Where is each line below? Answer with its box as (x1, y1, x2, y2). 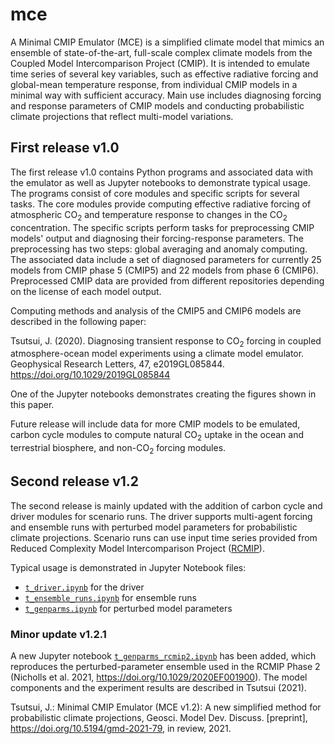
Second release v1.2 (10, 473, 140, 490)
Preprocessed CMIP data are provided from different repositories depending (10, 274, 325, 287)
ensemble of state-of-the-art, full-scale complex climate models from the (10, 46, 313, 58)
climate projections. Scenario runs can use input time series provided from (10, 531, 318, 543)
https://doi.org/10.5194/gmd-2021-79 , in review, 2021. (10, 723, 232, 735)
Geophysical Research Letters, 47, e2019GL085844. (10, 358, 225, 370)
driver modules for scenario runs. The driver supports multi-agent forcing (10, 510, 313, 522)
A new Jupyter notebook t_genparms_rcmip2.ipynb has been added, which (10, 650, 317, 662)
